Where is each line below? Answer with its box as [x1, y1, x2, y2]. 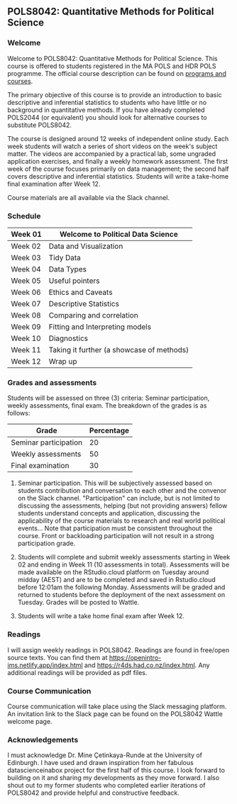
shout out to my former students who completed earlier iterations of [7, 781, 206, 790]
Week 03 [11, 252, 41, 262]
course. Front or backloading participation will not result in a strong [17, 532, 214, 540]
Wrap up [48, 356, 77, 366]
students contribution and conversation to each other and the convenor [17, 486, 227, 495]
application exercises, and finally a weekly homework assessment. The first [7, 157, 228, 165]
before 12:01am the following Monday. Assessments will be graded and [17, 583, 226, 591]
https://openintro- [109, 653, 162, 661]
